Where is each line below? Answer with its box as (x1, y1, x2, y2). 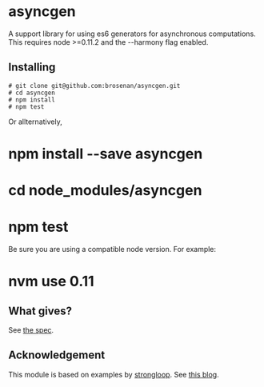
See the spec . (8, 325, 54, 335)
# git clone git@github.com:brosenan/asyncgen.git (8, 82, 181, 90)
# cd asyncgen (8, 89, 56, 97)
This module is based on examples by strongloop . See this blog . (8, 369, 219, 379)
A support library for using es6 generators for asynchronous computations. (8, 29, 256, 38)
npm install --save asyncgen (8, 145, 203, 162)
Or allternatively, (8, 117, 62, 126)
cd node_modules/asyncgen (8, 182, 202, 200)
